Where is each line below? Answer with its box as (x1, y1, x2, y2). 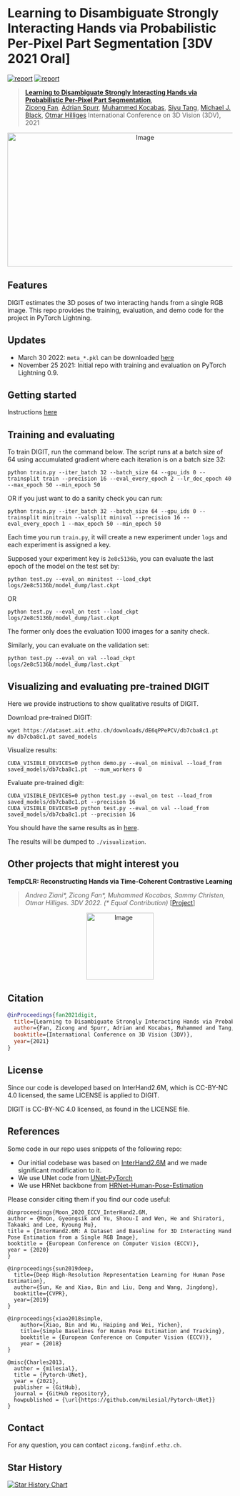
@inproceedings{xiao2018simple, (7, 1315, 104, 1322)
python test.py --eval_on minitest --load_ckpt (7, 576, 152, 583)
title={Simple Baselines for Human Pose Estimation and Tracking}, (20, 1327, 225, 1335)
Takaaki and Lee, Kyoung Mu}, (7, 1221, 98, 1228)
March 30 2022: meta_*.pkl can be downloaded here (17, 353, 174, 361)
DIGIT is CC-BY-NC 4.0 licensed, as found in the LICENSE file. (7, 1104, 191, 1113)
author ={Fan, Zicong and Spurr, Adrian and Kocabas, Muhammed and (14, 1024, 216, 1032)
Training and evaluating (7, 429, 115, 441)
